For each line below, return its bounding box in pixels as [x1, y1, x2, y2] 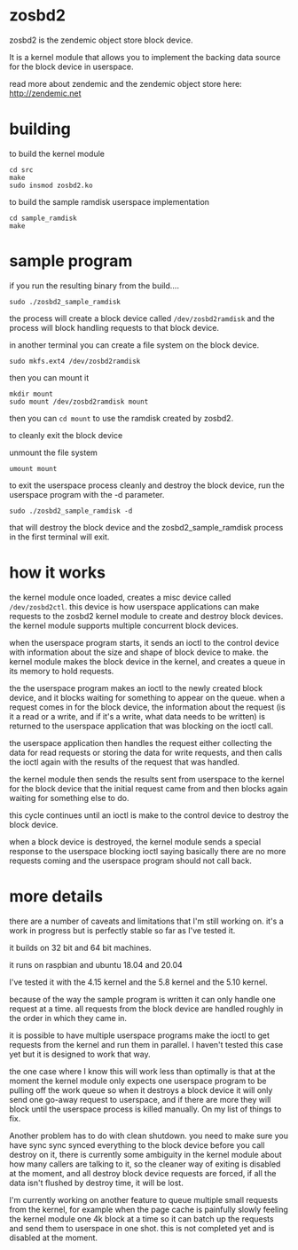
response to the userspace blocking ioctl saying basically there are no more [9, 845, 286, 856]
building [9, 119, 71, 139]
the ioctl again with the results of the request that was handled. [9, 756, 240, 767]
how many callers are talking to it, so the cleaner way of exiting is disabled [9, 1159, 281, 1169]
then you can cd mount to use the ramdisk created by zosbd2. [9, 413, 234, 423]
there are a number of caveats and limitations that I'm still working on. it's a [9, 916, 284, 926]
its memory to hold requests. [9, 665, 114, 676]
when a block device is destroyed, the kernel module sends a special [9, 836, 262, 847]
